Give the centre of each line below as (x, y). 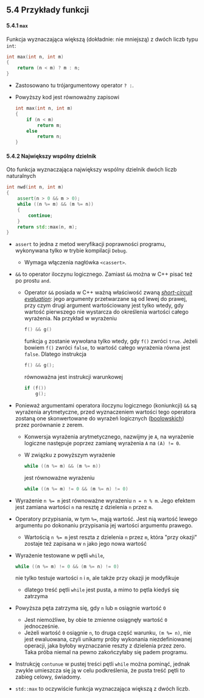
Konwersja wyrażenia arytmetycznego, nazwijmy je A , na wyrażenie (109, 436)
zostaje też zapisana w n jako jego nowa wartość (86, 543)
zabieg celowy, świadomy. (48, 677)
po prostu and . (33, 281)
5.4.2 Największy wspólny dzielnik (51, 156)
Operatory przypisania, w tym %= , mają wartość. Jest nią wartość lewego (106, 519)
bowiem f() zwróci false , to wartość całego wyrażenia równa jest (107, 348)
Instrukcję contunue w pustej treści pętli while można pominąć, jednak (103, 664)
